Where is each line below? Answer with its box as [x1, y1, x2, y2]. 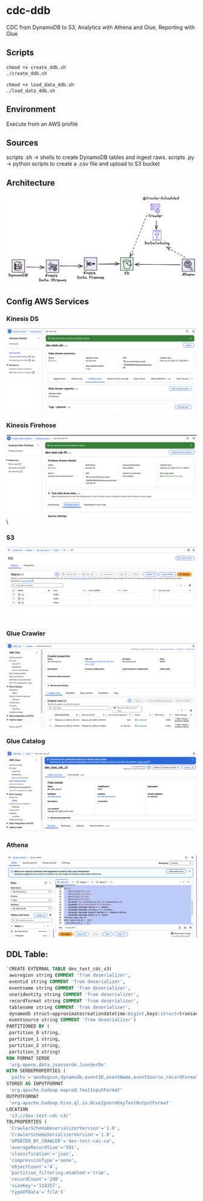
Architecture [6, 178, 56, 188]
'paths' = [8, 1074, 31, 1081]
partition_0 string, [8, 1030, 61, 1036]
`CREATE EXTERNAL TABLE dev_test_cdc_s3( [6, 966, 112, 972]
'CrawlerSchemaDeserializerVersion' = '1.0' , [8, 1125, 120, 1131]
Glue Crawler [6, 629, 46, 638]
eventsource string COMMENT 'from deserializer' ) [8, 1017, 137, 1023]
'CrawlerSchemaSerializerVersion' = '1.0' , [8, 1131, 115, 1138]
